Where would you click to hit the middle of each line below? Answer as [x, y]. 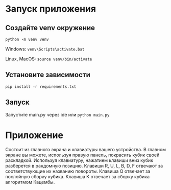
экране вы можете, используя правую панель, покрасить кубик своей [82, 155]
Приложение [34, 135]
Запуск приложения [51, 9]
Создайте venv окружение [50, 28]
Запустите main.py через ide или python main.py [57, 114]
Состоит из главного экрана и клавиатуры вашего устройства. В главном [86, 149]
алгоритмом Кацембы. [30, 182]
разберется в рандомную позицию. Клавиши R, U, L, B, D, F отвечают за [84, 165]
